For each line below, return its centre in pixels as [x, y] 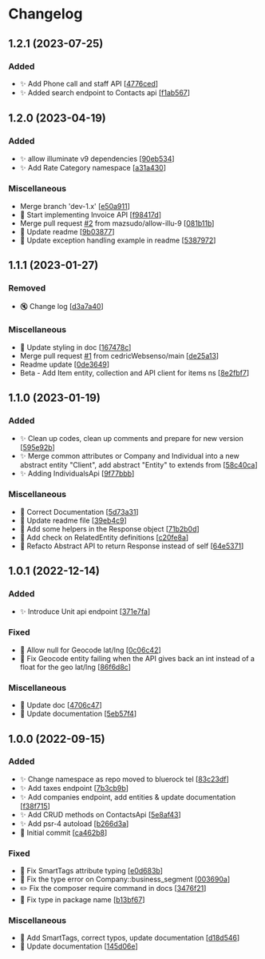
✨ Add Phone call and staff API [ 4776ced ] [89, 83]
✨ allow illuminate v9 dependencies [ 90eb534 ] [97, 158]
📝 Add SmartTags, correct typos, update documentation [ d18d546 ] [130, 938]
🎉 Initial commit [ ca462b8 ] [63, 833]
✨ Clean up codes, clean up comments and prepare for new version [131, 438]
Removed [27, 288]
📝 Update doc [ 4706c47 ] [61, 705]
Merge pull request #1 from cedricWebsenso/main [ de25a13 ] [119, 355]
